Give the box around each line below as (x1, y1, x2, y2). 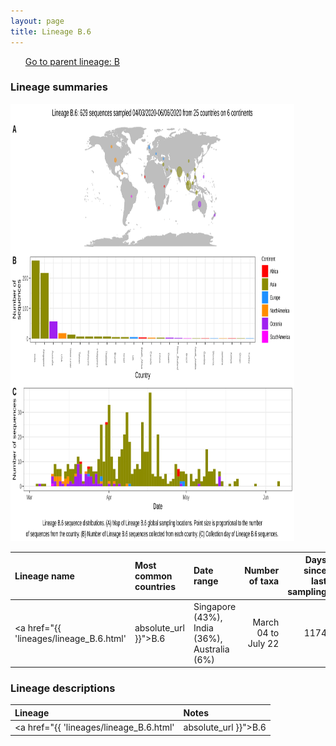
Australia (193, 643, 230, 655)
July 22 (247, 638, 280, 650)
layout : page (10, 16, 65, 26)
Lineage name (14, 570, 75, 582)
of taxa (248, 575, 280, 587)
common (134, 570, 173, 582)
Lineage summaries (10, 80, 109, 94)
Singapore (193, 600, 237, 612)
